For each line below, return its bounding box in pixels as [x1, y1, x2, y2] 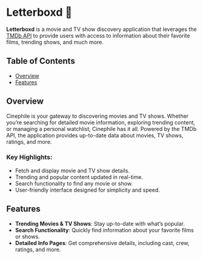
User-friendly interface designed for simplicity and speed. [15, 186, 161, 193]
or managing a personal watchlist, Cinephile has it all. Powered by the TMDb [6, 125, 197, 132]
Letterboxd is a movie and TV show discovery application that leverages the [6, 25, 197, 33]
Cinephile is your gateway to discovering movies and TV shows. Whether [6, 112, 189, 119]
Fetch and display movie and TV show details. [15, 167, 130, 174]
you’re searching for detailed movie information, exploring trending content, [6, 118, 196, 126]
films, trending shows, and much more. [6, 38, 104, 45]
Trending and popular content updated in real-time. [15, 173, 144, 181]
